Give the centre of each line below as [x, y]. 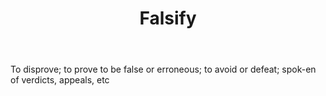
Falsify [168, 18]
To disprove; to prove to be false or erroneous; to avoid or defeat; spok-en [163, 69]
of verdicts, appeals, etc [60, 80]
